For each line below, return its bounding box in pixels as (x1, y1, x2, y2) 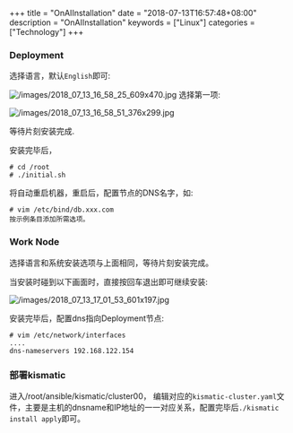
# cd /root (9, 163, 50, 172)
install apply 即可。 (9, 412, 86, 424)
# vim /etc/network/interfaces (9, 331, 126, 340)
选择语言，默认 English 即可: (9, 71, 111, 82)
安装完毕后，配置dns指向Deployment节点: (9, 313, 164, 324)
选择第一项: (178, 90, 221, 100)
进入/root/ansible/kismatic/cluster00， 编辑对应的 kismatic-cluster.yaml (9, 390, 278, 402)
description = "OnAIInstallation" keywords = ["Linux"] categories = (9, 17, 255, 28)
